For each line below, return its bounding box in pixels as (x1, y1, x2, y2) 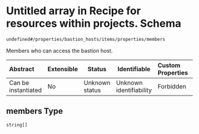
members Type (6, 106, 63, 116)
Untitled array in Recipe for (6, 4, 141, 18)
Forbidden (158, 82, 187, 90)
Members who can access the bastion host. (6, 47, 113, 54)
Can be (9, 78, 30, 87)
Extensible (47, 65, 78, 73)
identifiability (115, 86, 152, 94)
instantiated (9, 86, 42, 94)
